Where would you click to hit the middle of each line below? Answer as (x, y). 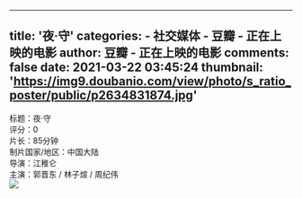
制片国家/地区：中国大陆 (54, 151)
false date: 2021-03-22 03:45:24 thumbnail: (136, 68)
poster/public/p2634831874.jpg (101, 95)
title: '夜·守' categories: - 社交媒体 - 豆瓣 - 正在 (140, 36)
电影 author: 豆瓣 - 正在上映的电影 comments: (161, 53)
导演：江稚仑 (33, 163)
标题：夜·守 (31, 118)
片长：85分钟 (34, 141)
